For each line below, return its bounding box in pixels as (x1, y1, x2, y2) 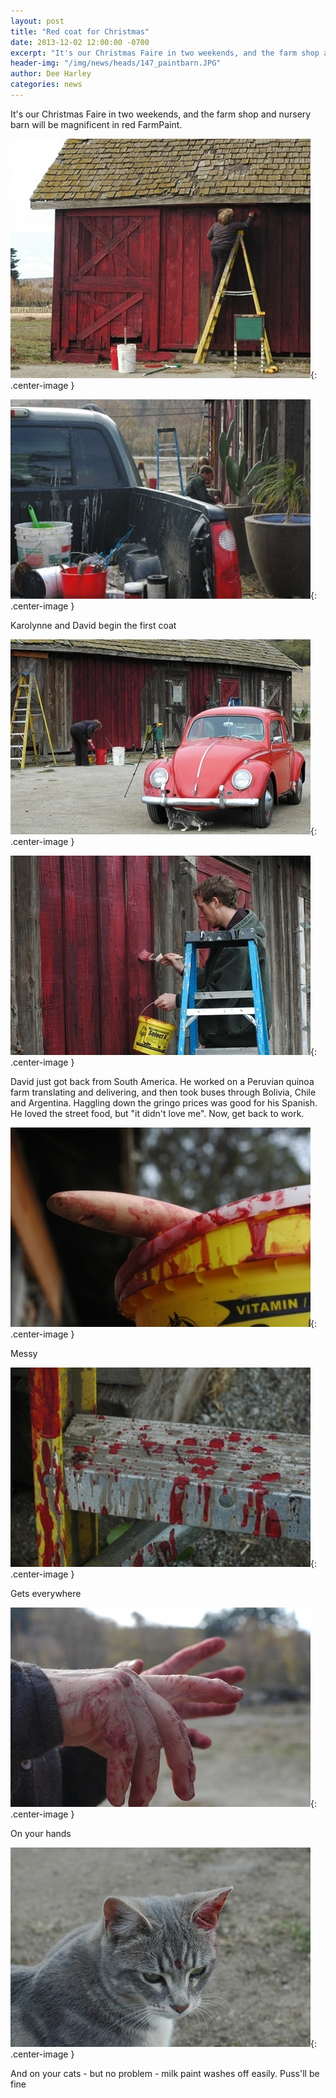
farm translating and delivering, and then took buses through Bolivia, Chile (10, 1086, 317, 1098)
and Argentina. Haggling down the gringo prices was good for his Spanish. (10, 1096, 318, 1109)
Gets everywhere (10, 1587, 82, 1599)
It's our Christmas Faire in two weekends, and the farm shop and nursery (10, 108, 312, 120)
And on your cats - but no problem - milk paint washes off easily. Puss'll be (10, 2067, 320, 2079)
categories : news (10, 80, 83, 90)
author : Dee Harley (10, 69, 92, 79)
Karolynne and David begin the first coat (10, 619, 177, 631)
